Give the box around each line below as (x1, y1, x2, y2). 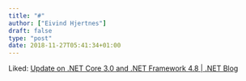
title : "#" (8, 11, 45, 20)
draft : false (8, 26, 53, 34)
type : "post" (8, 34, 53, 43)
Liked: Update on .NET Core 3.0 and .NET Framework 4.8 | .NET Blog (8, 63, 239, 73)
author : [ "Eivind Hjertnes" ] (8, 19, 107, 27)
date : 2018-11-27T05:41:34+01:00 (8, 42, 121, 50)
